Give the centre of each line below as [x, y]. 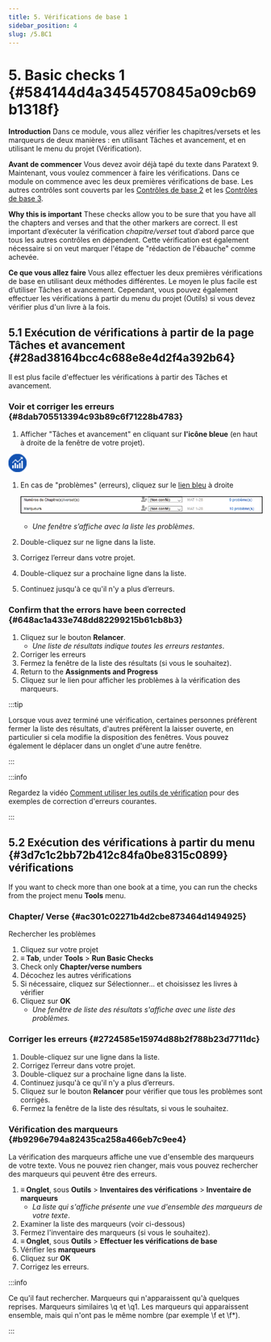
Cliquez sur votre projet [59, 950]
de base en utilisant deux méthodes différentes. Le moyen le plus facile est [133, 282]
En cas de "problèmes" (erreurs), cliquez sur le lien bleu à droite [127, 485]
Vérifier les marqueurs [58, 1250]
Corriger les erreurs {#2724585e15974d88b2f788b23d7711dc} [134, 1039]
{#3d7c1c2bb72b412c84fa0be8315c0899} [118, 855]
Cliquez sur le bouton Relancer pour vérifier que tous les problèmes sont [141, 1091]
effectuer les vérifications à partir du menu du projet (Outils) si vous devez [132, 299]
